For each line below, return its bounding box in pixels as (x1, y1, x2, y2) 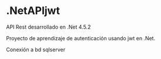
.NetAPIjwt (6, 4, 61, 18)
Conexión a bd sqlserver (6, 46, 66, 53)
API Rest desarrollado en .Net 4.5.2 (6, 23, 91, 30)
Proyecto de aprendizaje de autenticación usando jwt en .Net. (6, 34, 156, 41)
